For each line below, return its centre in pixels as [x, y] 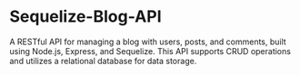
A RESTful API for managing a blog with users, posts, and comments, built [148, 42]
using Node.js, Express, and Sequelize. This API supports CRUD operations [150, 51]
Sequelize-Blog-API [85, 17]
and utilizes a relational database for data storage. [103, 61]
